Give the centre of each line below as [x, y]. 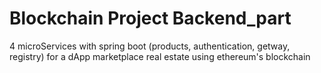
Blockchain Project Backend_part [150, 18]
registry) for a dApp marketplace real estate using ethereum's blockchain [160, 56]
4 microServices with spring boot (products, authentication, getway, [150, 46]
